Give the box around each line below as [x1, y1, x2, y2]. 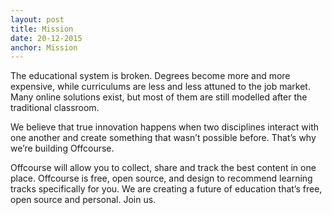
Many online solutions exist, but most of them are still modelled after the [10, 91, 308, 103]
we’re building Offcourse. [10, 142, 115, 155]
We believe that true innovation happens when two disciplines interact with [10, 121, 319, 133]
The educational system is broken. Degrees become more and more [10, 70, 291, 82]
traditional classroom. [10, 102, 100, 114]
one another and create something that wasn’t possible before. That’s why [10, 132, 317, 144]
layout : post [10, 14, 65, 25]
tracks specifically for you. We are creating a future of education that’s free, [10, 183, 323, 195]
